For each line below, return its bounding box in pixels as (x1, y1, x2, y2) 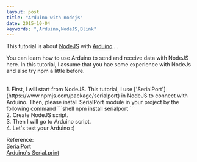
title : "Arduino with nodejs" (6, 15, 84, 21)
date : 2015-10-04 (6, 20, 51, 26)
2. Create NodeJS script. (6, 111, 69, 119)
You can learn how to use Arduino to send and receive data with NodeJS (6, 54, 189, 62)
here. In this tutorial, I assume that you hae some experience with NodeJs (6, 61, 191, 68)
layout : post (6, 9, 40, 15)
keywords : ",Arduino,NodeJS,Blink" (6, 26, 97, 32)
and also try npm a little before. (6, 68, 85, 75)
